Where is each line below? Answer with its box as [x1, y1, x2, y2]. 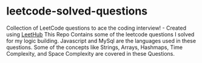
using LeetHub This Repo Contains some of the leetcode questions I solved [6, 30, 195, 38]
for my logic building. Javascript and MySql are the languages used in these [6, 37, 196, 44]
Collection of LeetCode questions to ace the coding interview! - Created [6, 24, 187, 31]
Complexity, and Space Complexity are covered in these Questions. [6, 50, 175, 57]
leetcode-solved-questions [6, 4, 148, 18]
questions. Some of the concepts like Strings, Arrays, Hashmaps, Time [6, 44, 183, 51]
